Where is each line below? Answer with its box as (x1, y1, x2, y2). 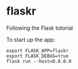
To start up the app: (6, 36, 56, 43)
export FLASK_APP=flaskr (6, 47, 69, 54)
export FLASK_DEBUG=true (6, 53, 69, 59)
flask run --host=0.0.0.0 (6, 58, 71, 64)
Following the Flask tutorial (6, 24, 73, 31)
